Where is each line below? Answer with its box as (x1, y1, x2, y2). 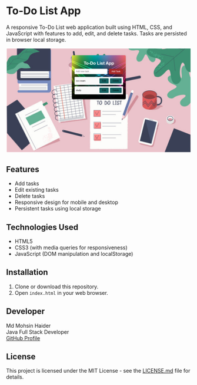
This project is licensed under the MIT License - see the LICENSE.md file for (6, 367, 191, 374)
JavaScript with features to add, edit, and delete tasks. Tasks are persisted (6, 29, 187, 37)
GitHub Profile (6, 334, 41, 341)
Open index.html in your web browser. (14, 289, 109, 296)
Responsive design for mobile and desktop (14, 199, 119, 206)
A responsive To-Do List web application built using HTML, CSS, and (6, 24, 172, 31)
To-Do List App (6, 4, 81, 18)
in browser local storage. (6, 36, 66, 43)
